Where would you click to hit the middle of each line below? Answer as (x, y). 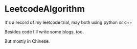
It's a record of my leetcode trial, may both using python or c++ (68, 22)
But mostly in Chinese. (27, 41)
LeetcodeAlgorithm (45, 9)
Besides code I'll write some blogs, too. (44, 32)
